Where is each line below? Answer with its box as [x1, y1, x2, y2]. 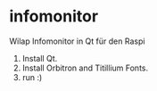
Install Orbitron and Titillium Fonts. [21, 62, 149, 73]
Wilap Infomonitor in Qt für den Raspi [9, 36, 145, 46]
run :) [21, 71, 43, 82]
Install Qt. [21, 53, 58, 63]
